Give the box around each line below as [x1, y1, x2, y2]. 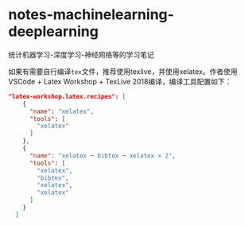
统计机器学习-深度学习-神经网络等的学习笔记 [8, 49, 154, 59]
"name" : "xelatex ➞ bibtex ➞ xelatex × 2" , [29, 151, 177, 160]
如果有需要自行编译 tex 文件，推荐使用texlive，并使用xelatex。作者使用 [8, 66, 238, 76]
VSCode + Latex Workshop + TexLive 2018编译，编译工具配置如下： [8, 76, 232, 86]
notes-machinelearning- [8, 6, 175, 24]
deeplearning [8, 22, 99, 41]
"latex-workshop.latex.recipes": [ [8, 92, 126, 100]
